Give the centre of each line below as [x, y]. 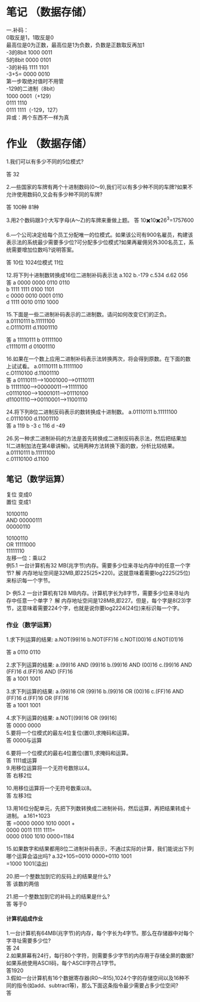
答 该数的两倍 [23, 884]
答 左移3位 [19, 795]
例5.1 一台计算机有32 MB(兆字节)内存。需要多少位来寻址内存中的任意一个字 [99, 566]
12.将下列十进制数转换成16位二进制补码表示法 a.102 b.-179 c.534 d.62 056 [97, 275]
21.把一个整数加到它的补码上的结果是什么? [58, 896]
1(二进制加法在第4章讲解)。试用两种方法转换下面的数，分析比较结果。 [92, 445]
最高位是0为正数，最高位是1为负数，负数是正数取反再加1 [76, 45]
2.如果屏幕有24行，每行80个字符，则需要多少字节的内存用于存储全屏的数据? [100, 955]
